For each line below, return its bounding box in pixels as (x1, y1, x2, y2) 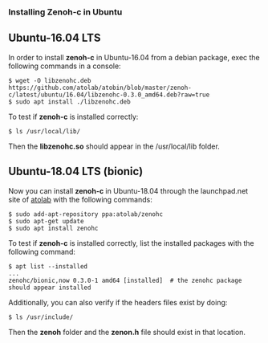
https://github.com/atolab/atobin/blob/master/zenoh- (8, 84, 193, 92)
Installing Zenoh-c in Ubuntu (8, 6, 123, 18)
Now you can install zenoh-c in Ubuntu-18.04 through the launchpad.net (8, 186, 249, 195)
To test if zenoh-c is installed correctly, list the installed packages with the (8, 238, 254, 247)
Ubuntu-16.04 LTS (8, 31, 101, 45)
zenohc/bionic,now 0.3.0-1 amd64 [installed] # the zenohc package (8, 276, 242, 284)
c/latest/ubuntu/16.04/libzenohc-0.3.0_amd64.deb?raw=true (8, 91, 210, 99)
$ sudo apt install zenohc (8, 224, 99, 232)
